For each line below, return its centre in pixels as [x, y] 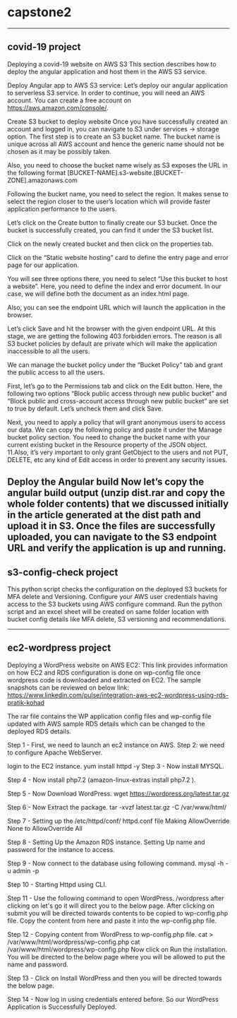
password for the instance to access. [61, 849]
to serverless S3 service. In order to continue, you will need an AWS [106, 93]
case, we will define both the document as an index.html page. [98, 293]
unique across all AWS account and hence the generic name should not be [116, 144]
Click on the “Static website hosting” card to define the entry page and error [118, 257]
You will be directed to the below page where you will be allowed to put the [116, 957]
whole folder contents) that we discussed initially [118, 504]
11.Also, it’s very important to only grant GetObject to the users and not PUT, [118, 452]
